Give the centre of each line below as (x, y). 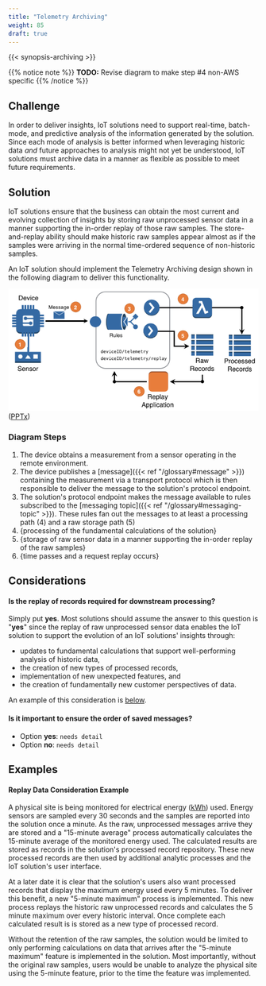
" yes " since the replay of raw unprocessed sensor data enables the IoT (125, 627)
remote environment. (54, 463)
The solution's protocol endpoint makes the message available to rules (135, 497)
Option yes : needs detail (61, 736)
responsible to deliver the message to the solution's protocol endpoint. (135, 488)
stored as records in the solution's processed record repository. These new (131, 849)
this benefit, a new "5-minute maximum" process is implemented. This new (131, 899)
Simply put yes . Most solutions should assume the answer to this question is (133, 619)
